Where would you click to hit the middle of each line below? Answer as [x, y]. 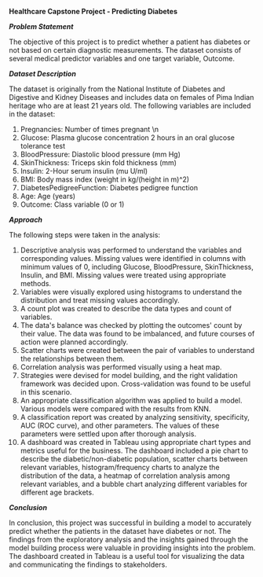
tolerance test [43, 146]
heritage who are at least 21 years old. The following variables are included [130, 106]
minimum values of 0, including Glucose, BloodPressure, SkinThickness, [137, 267]
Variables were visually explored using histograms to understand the [131, 292]
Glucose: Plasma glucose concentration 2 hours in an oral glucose [127, 138]
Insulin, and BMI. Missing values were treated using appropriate [123, 275]
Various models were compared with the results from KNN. [115, 409]
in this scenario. [46, 392]
